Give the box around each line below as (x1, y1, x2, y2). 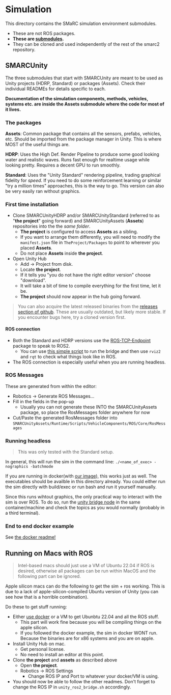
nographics (5, 464, 28, 469)
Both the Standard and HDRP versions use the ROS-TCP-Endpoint (12, 337, 151, 343)
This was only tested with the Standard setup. (17, 449, 114, 455)
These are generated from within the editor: (5, 383, 97, 389)
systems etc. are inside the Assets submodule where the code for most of (5, 101, 164, 107)
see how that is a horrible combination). (5, 594, 89, 600)
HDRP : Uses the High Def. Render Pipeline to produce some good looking (5, 151, 159, 157)
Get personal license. (20, 646, 65, 652)
